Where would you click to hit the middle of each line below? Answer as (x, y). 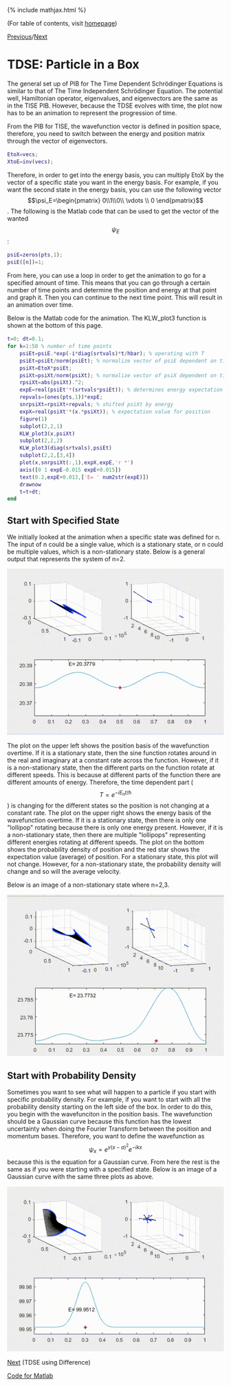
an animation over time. (40, 305)
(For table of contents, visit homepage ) (62, 23)
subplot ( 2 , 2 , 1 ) (41, 426)
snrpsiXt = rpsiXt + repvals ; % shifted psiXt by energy (97, 405)
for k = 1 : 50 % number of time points (59, 346)
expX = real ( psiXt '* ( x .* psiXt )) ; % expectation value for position (115, 412)
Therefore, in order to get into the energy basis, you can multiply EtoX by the (115, 174)
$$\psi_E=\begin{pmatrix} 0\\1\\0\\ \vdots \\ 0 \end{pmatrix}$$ (115, 200)
